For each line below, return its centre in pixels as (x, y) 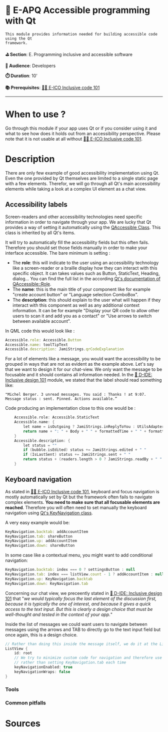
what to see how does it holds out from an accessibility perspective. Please (83, 133)
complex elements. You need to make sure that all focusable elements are (82, 502)
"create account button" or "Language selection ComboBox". (75, 294)
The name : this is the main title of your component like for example (81, 289)
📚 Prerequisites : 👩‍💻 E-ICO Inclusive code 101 (52, 88)
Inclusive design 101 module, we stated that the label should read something (83, 380)
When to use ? (35, 114)
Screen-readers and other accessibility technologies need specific (74, 217)
